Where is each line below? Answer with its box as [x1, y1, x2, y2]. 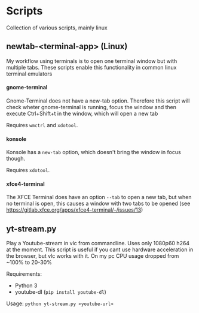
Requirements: [6, 270, 42, 278]
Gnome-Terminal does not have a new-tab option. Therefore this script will [6, 97, 190, 104]
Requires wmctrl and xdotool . [6, 121, 78, 128]
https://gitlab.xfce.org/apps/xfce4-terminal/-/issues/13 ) [6, 206, 143, 213]
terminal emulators [6, 70, 53, 77]
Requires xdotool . [6, 167, 50, 174]
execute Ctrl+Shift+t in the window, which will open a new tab [6, 110, 158, 117]
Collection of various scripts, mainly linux [6, 24, 108, 31]
